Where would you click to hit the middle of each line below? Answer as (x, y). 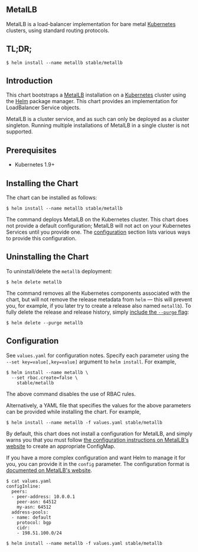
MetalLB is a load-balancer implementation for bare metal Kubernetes (91, 24)
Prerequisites (31, 150)
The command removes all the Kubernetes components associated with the (98, 293)
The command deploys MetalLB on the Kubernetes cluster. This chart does (97, 219)
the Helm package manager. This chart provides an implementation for (92, 101)
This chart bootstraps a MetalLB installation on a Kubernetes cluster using (96, 95)
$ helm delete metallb (34, 282)
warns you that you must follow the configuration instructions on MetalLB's (98, 440)
